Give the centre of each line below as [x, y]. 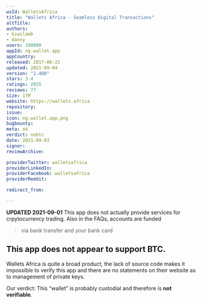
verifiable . [19, 295]
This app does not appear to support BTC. [86, 249]
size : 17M [19, 96]
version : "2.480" [28, 73]
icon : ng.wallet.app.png [37, 118]
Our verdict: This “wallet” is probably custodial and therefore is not [89, 288]
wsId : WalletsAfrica [32, 12]
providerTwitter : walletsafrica [47, 162]
